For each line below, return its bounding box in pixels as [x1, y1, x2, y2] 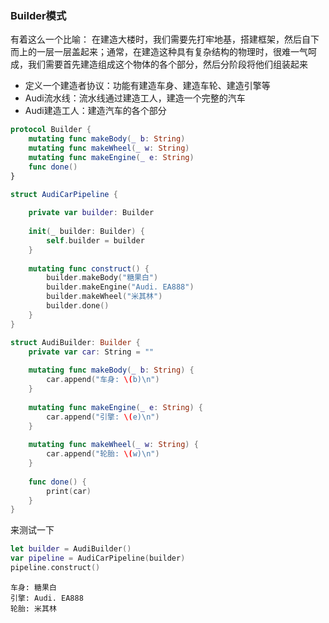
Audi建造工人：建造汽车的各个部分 [24, 105, 167, 117]
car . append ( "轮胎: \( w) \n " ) [46, 449, 160, 459]
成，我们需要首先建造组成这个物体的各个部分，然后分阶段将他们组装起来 [10, 58, 308, 71]
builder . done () [46, 301, 110, 311]
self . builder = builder [46, 235, 145, 246]
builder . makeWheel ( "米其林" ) [46, 292, 163, 302]
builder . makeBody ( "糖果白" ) [46, 273, 159, 283]
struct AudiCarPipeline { [10, 189, 118, 199]
